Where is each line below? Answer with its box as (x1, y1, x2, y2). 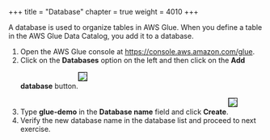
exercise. (19, 125, 51, 134)
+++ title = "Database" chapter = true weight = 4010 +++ (8, 7, 199, 16)
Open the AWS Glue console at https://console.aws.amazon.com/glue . (19, 47, 255, 56)
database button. (19, 81, 78, 91)
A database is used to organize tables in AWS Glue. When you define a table (8, 23, 263, 32)
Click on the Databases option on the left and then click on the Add (19, 56, 246, 65)
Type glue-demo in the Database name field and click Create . (19, 107, 229, 117)
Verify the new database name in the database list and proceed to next (19, 116, 256, 125)
